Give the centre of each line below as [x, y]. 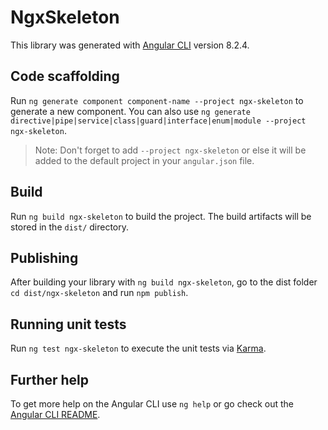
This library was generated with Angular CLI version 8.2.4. [130, 45]
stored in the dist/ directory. [70, 227]
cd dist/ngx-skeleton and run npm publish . [99, 293]
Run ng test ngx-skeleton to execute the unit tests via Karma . [138, 348]
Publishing [44, 257]
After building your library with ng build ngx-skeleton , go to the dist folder [164, 282]
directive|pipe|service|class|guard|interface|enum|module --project [158, 121]
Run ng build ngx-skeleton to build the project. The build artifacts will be [161, 216]
